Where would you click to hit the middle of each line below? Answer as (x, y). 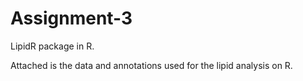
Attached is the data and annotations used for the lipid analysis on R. (151, 65)
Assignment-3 (71, 18)
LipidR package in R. (52, 46)
